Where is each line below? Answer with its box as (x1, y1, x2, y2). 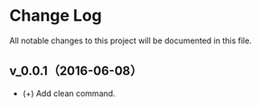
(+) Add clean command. (22, 87, 116, 99)
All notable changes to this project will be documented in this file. (9, 35, 253, 46)
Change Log (9, 5, 102, 26)
